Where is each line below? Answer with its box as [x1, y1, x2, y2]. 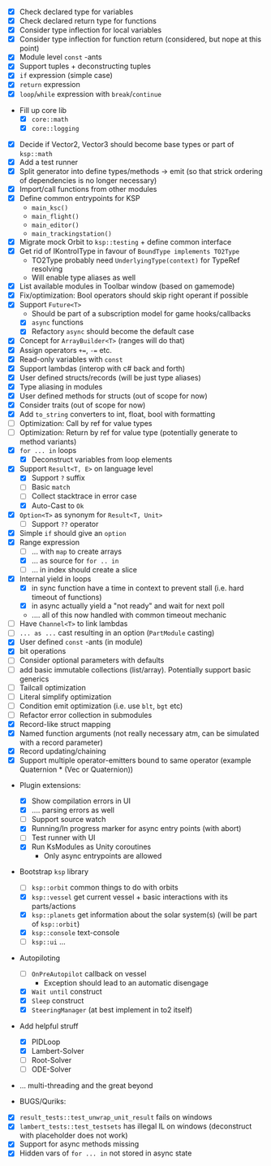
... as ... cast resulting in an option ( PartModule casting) [19, 628, 215, 637]
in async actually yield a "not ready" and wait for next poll [31, 601, 225, 611]
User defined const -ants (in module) [19, 637, 144, 647]
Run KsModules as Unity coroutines [31, 842, 152, 852]
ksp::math [19, 150, 54, 158]
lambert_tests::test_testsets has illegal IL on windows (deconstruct [19, 1121, 252, 1131]
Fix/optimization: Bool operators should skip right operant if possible [19, 290, 249, 300]
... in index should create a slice [31, 564, 137, 574]
